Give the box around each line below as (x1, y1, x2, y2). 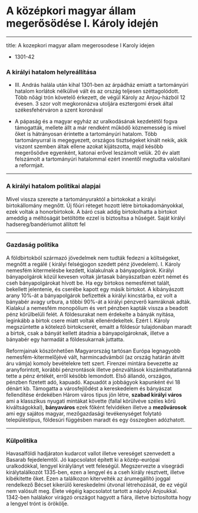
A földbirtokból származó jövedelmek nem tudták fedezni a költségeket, (6, 254, 181, 261)
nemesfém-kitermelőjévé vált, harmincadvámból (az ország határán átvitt (6, 353, 184, 361)
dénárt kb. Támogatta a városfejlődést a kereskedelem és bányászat (6, 385, 172, 392)
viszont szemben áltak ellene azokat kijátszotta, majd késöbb (14, 143, 163, 150)
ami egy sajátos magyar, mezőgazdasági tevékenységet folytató (6, 410, 162, 417)
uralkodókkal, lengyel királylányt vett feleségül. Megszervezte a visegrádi (6, 462, 184, 470)
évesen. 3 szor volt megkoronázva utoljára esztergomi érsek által (14, 100, 173, 107)
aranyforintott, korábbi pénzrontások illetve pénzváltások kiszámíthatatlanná (6, 366, 192, 373)
